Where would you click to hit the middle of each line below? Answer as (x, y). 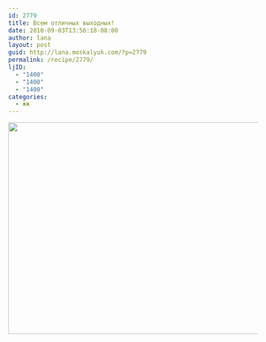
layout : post (30, 45)
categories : (28, 97)
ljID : (17, 67)
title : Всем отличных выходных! (61, 23)
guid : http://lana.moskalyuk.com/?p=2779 (78, 52)
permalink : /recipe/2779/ (51, 60)
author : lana (30, 38)
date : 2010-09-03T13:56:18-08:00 (63, 30)
